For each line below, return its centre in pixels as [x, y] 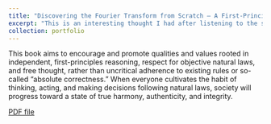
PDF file [21, 112]
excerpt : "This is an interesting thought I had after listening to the [133, 23]
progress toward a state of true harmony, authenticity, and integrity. [121, 97]
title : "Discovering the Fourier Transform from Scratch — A [113, 16]
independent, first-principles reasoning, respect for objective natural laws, [132, 62]
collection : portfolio [46, 31]
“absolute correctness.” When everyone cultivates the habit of [133, 79]
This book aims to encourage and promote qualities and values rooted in [129, 54]
